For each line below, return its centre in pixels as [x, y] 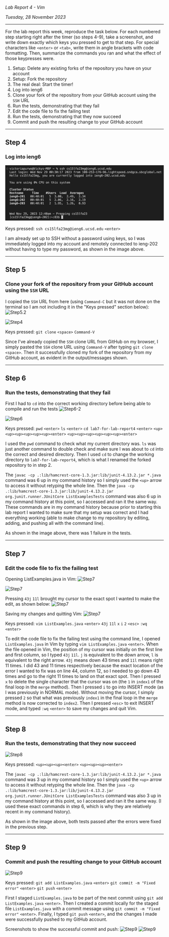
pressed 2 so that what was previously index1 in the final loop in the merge [81, 698]
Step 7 [16, 553]
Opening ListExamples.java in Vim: [41, 579]
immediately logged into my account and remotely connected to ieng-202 [81, 244]
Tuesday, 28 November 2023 [36, 17]
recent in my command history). [38, 811]
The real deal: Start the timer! [43, 84]
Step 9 [16, 847]
